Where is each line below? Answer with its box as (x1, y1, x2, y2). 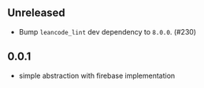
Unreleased (7, 6, 66, 20)
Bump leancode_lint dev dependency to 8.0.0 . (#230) (18, 27, 197, 36)
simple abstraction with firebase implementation (18, 71, 176, 80)
